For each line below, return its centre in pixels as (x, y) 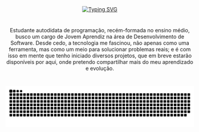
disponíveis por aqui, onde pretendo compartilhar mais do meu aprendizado (100, 62)
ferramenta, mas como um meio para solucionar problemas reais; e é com (100, 50)
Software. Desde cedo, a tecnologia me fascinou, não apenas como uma (100, 43)
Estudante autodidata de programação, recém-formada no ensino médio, (100, 30)
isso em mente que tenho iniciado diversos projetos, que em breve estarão (100, 56)
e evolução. (100, 69)
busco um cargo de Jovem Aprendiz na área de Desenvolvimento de (100, 37)
